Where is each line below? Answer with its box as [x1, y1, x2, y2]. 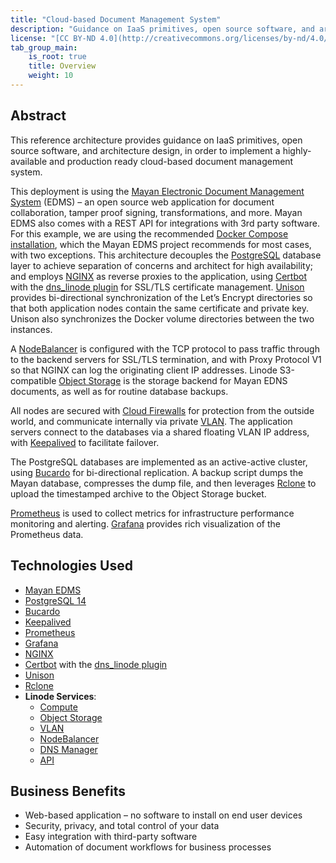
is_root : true [28, 52, 87, 62]
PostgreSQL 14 [24, 594, 87, 606]
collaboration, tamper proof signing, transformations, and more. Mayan [10, 206, 303, 218]
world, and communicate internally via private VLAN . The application [10, 415, 293, 427]
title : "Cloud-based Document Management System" [10, 14, 222, 25]
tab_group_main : [10, 42, 78, 53]
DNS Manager [39, 743, 98, 755]
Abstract [10, 107, 67, 125]
